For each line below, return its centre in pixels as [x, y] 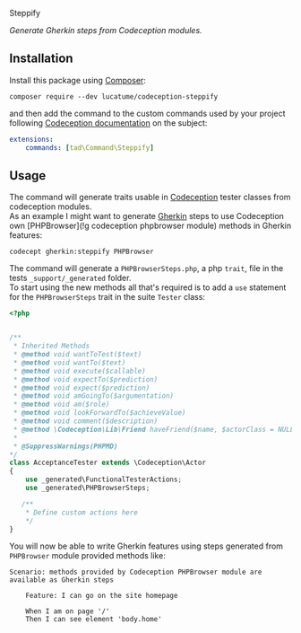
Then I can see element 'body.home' [94, 620]
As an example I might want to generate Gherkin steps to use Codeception [147, 216]
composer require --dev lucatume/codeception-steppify [114, 97]
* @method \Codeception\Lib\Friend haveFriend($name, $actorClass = [144, 429]
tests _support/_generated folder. [70, 278]
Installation [41, 59]
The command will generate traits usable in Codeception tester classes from [150, 198]
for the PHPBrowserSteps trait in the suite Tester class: [107, 297]
